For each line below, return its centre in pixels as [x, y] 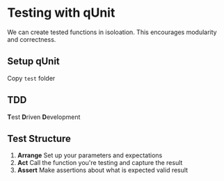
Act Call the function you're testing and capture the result [100, 163]
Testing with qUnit [61, 13]
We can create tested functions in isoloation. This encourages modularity [112, 32]
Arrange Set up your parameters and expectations [90, 155]
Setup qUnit [34, 62]
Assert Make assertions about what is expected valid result [103, 170]
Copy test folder [31, 78]
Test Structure [39, 138]
